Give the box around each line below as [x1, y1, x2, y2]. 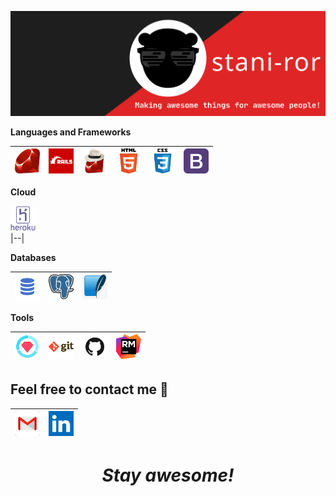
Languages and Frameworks [10, 126, 132, 138]
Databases [10, 251, 57, 263]
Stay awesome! [101, 464, 235, 486]
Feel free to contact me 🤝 [10, 381, 169, 398]
